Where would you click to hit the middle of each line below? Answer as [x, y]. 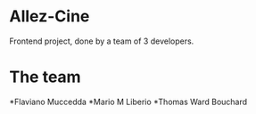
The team [45, 77]
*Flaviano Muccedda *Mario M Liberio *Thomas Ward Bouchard [128, 102]
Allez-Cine [50, 16]
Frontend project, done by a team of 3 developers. [102, 41]
